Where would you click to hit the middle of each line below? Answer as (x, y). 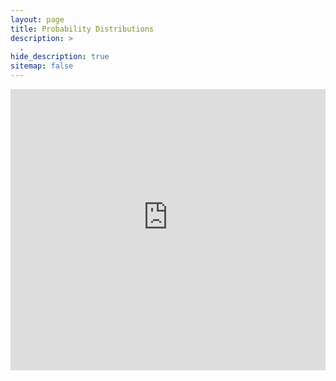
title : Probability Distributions (82, 29)
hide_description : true (60, 57)
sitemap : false (42, 66)
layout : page (37, 19)
